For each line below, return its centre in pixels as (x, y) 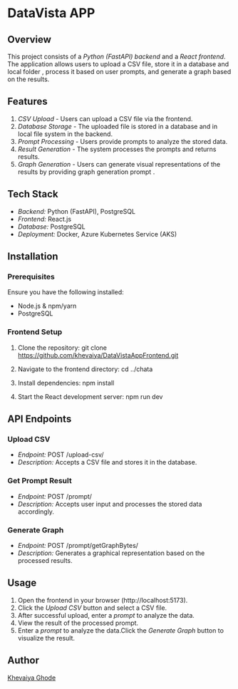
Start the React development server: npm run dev (90, 396)
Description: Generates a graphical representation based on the (111, 553)
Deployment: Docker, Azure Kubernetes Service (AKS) (97, 234)
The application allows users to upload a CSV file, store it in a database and (118, 64)
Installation (33, 257)
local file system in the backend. (65, 134)
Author (23, 660)
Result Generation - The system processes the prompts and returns (117, 149)
